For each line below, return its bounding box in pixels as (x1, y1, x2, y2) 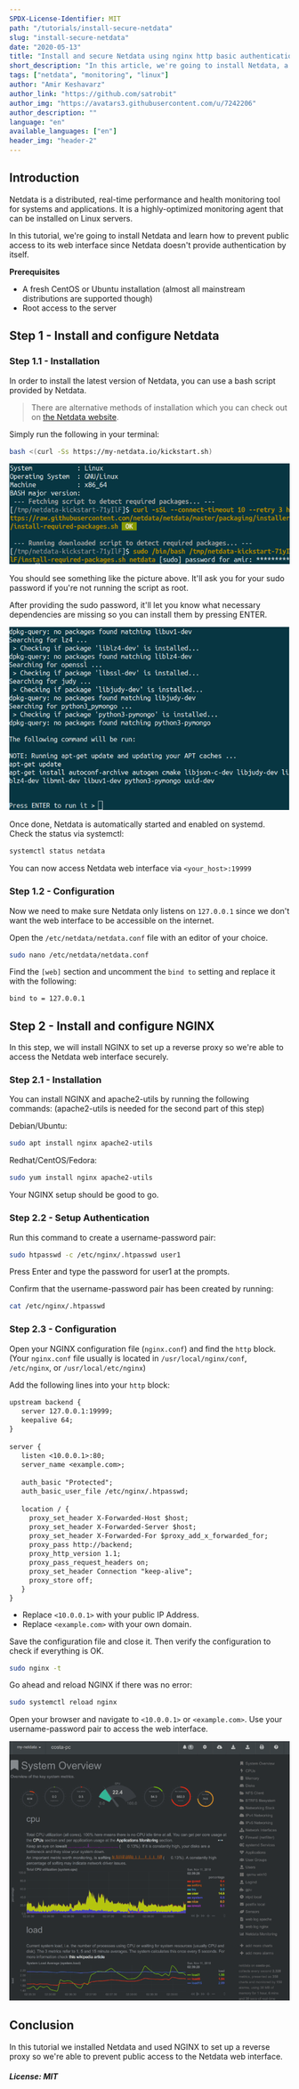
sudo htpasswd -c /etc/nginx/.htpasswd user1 (9, 1251, 181, 1259)
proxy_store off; (28, 1575, 93, 1584)
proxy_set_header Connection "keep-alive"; (28, 1567, 193, 1575)
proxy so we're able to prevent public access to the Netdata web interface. (9, 2051, 283, 2061)
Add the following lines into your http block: (9, 1380, 171, 1390)
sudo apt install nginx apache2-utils (9, 1139, 153, 1148)
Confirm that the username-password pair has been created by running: (9, 1283, 274, 1294)
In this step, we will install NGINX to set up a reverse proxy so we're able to (9, 1042, 285, 1053)
